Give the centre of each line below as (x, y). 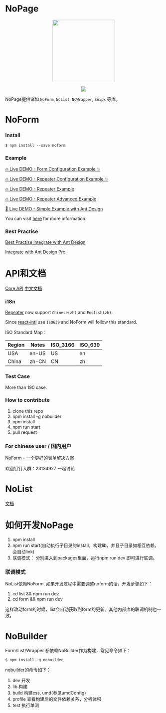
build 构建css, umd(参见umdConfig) (49, 693)
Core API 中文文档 (24, 288)
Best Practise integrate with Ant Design (45, 242)
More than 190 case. (26, 387)
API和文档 (26, 273)
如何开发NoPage (39, 525)
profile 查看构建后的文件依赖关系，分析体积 (57, 699)
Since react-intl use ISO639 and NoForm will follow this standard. (71, 322)
